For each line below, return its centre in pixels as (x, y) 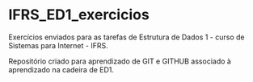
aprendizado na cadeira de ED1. (61, 69)
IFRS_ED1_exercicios (79, 15)
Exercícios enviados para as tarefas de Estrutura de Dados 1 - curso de (126, 37)
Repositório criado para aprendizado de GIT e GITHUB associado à (120, 61)
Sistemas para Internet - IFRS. (58, 45)
